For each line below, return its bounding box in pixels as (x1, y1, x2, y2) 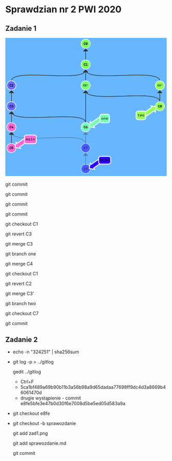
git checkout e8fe (12, 410, 50, 416)
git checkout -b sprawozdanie (12, 420, 76, 426)
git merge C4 (5, 260, 33, 267)
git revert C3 (5, 231, 32, 237)
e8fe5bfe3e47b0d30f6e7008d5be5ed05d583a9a (20, 400, 125, 406)
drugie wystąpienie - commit (20, 395, 81, 401)
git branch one (5, 251, 36, 257)
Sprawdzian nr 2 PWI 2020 (5, 4, 122, 15)
